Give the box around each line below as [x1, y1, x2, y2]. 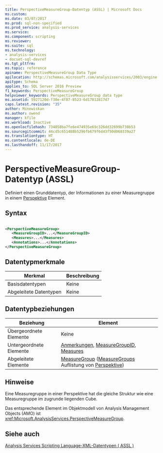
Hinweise [5, 378, 34, 386]
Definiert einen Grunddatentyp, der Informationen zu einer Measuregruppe [5, 190, 155, 196]
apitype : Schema [5, 79, 38, 84]
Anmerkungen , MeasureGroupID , [61, 341, 136, 348]
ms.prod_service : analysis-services [5, 25, 79, 30]
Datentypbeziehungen [5, 305, 75, 313]
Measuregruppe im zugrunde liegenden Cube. [5, 396, 98, 402]
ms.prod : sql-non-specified [5, 20, 62, 26]
